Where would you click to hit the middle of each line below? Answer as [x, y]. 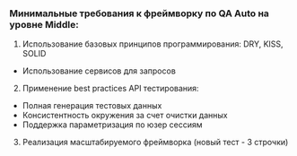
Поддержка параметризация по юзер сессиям [112, 125]
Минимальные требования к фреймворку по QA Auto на [139, 13]
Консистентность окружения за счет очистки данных [125, 116]
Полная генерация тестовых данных [92, 106]
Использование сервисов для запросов [99, 71]
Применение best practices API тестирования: [110, 89]
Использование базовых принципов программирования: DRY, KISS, [153, 44]
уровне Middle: [44, 24]
